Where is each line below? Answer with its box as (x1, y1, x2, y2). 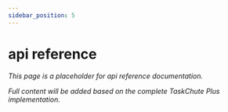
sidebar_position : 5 (8, 11, 76, 20)
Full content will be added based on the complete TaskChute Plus (8, 86, 220, 96)
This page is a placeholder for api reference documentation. (8, 71, 204, 81)
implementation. (8, 95, 61, 104)
